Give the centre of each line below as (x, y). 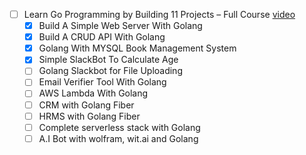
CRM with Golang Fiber (86, 105)
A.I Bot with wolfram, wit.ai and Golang (118, 138)
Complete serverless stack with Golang (119, 127)
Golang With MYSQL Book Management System (137, 48)
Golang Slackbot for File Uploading (110, 71)
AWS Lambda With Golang (93, 93)
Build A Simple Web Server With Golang (120, 26)
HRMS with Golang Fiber (89, 116)
